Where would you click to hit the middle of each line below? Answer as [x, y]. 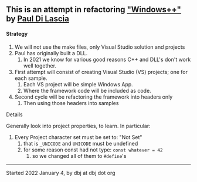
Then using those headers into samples [71, 103]
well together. [40, 65]
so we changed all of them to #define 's [79, 156]
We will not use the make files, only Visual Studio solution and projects [100, 47]
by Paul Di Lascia [38, 19]
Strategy [17, 33]
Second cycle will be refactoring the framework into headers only [94, 97]
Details [14, 114]
